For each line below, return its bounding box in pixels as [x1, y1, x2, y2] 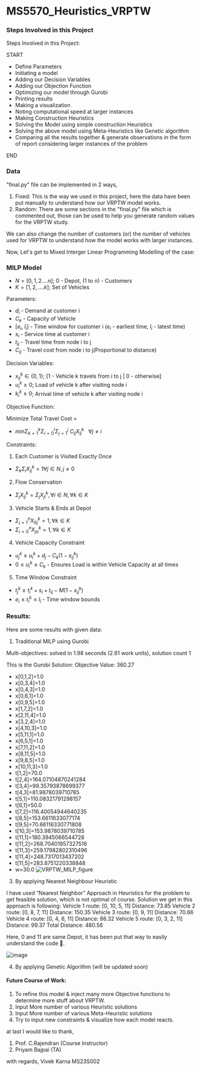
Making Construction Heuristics [14, 114, 94, 122]
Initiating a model [14, 70, 59, 77]
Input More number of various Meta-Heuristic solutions [14, 1009, 153, 1017]
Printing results [14, 95, 53, 102]
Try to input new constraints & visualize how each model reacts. [14, 1016, 174, 1023]
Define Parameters [14, 63, 62, 70]
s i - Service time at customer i [14, 331, 90, 340]
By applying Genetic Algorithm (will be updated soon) [14, 963, 148, 970]
